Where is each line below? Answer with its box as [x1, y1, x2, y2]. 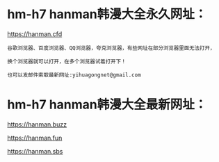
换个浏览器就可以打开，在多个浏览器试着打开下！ [7, 58, 127, 65]
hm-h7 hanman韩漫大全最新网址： [7, 97, 207, 113]
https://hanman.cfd [7, 29, 63, 38]
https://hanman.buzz [7, 120, 67, 129]
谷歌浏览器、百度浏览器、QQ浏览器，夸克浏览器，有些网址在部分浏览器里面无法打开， [7, 44, 216, 51]
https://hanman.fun [7, 133, 63, 142]
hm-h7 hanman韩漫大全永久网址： [7, 6, 207, 22]
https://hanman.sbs [7, 147, 63, 155]
